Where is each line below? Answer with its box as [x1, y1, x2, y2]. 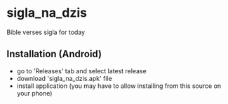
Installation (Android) [6, 48, 102, 60]
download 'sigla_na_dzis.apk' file [16, 74, 113, 82]
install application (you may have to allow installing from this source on [16, 82, 222, 90]
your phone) [16, 89, 53, 97]
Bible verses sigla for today [6, 28, 86, 36]
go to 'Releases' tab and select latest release [16, 66, 147, 75]
